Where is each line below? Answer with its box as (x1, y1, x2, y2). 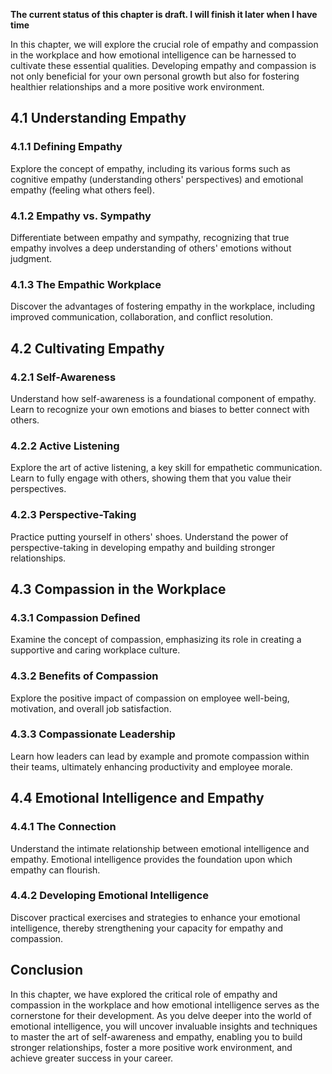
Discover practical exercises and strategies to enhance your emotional (10, 911, 301, 923)
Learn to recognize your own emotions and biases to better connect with (10, 403, 310, 415)
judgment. (10, 252, 53, 264)
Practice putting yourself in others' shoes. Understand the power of (10, 530, 289, 543)
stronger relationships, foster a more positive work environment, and (10, 1041, 293, 1053)
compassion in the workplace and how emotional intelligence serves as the (10, 999, 320, 1011)
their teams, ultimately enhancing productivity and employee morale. (10, 760, 293, 773)
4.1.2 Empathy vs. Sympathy (10, 209, 152, 223)
